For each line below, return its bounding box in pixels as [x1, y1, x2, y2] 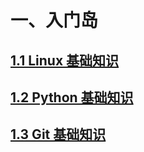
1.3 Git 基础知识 [10, 126, 107, 143]
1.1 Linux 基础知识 [10, 52, 120, 69]
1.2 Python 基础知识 [10, 89, 134, 106]
